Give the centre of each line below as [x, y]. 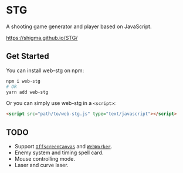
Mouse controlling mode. [45, 159]
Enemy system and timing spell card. [59, 152]
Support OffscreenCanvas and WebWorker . [63, 147]
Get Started [28, 56]
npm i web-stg [23, 81]
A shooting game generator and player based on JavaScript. [79, 26]
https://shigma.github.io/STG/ [42, 38]
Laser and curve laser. [41, 165]
